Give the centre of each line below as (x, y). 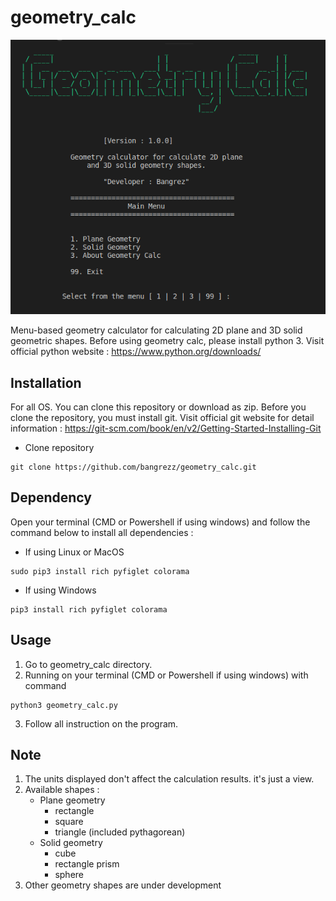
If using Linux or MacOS (74, 552)
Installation (46, 382)
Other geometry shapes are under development (123, 885)
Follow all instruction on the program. (101, 723)
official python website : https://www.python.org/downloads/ (136, 352)
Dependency (51, 497)
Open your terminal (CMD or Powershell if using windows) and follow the (160, 522)
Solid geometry (71, 843)
